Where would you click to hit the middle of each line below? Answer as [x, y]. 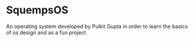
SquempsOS [37, 10]
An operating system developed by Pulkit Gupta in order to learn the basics [97, 26]
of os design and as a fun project [46, 32]
